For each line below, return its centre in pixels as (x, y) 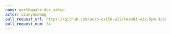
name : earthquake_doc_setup (35, 10)
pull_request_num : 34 (28, 24)
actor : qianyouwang (26, 14)
